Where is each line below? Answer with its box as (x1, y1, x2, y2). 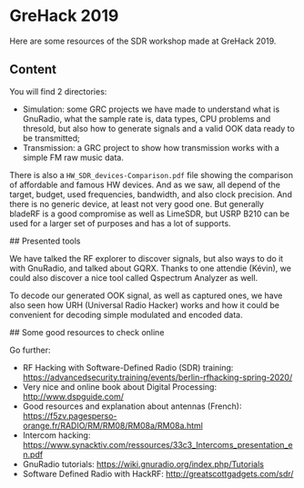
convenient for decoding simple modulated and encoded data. (9, 309, 243, 320)
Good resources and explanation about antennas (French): (22, 401, 242, 412)
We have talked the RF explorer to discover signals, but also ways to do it (9, 253, 284, 264)
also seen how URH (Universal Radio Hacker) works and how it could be (9, 299, 280, 310)
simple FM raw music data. (22, 152, 125, 163)
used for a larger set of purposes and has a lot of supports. (9, 217, 231, 228)
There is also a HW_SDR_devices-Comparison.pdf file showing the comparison (9, 169, 294, 180)
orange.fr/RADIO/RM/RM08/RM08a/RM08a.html (22, 420, 203, 431)
